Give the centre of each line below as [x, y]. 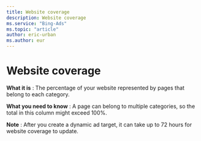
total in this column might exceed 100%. [57, 112]
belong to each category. [38, 94]
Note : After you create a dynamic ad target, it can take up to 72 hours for [99, 124]
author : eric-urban [31, 35]
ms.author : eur [26, 40]
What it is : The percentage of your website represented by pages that [96, 88]
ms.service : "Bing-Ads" [37, 23]
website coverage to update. [42, 131]
